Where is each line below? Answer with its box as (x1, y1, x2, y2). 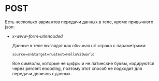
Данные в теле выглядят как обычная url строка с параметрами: (12, 42, 146, 48)
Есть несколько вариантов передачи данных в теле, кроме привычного (5, 19, 154, 25)
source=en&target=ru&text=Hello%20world (12, 52, 95, 57)
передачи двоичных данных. (12, 70, 72, 76)
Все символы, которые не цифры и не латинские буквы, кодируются (12, 60, 155, 66)
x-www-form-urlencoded (12, 33, 63, 39)
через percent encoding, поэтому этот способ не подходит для (12, 66, 143, 71)
